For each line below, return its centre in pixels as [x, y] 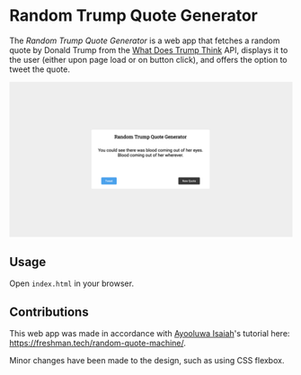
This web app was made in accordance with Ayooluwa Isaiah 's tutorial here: [150, 334]
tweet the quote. [40, 69]
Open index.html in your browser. [72, 283]
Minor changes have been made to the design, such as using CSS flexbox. [147, 361]
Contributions [49, 312]
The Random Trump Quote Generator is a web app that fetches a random [145, 40]
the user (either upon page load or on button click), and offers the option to [148, 59]
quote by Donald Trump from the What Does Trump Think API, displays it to [149, 49]
